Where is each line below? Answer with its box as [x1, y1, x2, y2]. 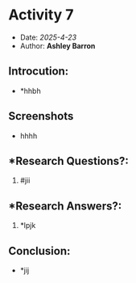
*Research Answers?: [8, 199, 122, 213]
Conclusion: [8, 244, 71, 258]
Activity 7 [8, 6, 74, 24]
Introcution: [8, 65, 69, 78]
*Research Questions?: [8, 154, 129, 167]
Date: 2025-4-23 [19, 32, 77, 42]
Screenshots [8, 109, 74, 123]
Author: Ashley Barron [19, 40, 96, 50]
